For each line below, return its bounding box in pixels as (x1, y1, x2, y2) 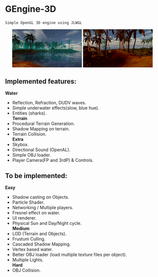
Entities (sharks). (12, 110, 47, 116)
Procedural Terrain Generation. (12, 121, 75, 126)
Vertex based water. (12, 246, 53, 252)
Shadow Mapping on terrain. (12, 126, 70, 132)
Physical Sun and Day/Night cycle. (12, 220, 82, 226)
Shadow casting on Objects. (12, 194, 70, 200)
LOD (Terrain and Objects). (12, 231, 67, 237)
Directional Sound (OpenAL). (12, 147, 71, 153)
